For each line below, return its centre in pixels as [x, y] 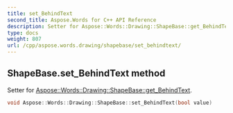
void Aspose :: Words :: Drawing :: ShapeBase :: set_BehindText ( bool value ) [110, 103]
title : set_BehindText [40, 13]
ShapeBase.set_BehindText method [86, 73]
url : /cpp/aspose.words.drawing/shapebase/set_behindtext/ [94, 45]
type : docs [23, 33]
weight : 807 [24, 39]
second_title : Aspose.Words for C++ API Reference [82, 20]
